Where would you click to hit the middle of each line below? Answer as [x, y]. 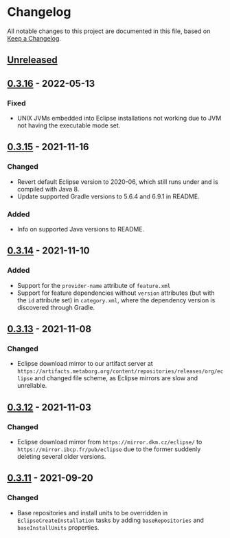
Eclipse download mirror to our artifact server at [85, 364]
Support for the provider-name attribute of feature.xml [94, 285]
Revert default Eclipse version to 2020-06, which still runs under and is [117, 182]
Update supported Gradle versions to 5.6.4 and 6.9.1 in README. [108, 196]
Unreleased [33, 60]
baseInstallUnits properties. [58, 527]
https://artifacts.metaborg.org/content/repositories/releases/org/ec [120, 372]
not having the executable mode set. [69, 125]
